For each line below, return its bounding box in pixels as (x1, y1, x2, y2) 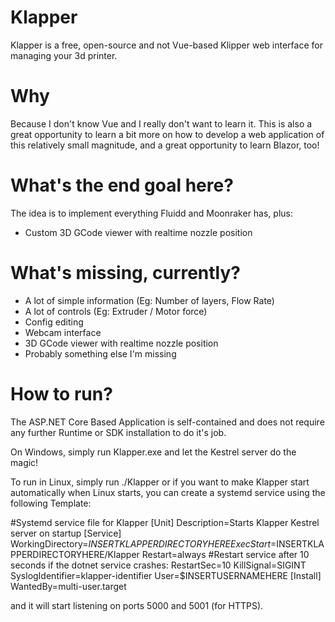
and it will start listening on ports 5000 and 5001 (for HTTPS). (10, 599, 264, 611)
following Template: (10, 497, 92, 509)
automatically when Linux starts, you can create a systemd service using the (10, 486, 326, 498)
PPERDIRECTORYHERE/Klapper (10, 548, 140, 560)
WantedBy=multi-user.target (10, 580, 127, 592)
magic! (10, 456, 39, 468)
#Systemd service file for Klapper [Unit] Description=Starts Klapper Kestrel (10, 516, 320, 528)
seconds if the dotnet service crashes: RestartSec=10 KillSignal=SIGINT (10, 559, 307, 571)
